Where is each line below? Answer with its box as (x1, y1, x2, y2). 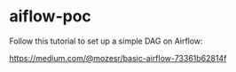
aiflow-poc (9, 6, 91, 27)
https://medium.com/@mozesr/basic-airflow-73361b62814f (9, 52, 227, 63)
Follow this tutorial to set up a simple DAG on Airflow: (9, 36, 203, 46)
